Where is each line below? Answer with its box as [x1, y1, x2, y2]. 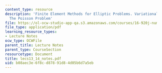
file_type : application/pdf [5, 25, 62, 30]
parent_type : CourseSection [5, 47, 62, 52]
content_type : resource [5, 7, 53, 12]
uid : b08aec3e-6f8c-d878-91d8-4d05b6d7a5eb [5, 61, 94, 65]
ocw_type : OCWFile [5, 38, 42, 43]
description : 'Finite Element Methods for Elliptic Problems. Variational [5, 12, 159, 16]
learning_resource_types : [5, 29, 57, 34]
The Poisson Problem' [9, 16, 53, 21]
